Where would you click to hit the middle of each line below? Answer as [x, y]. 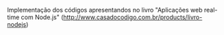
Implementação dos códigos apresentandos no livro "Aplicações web [105, 10]
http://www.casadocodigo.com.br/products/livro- [133, 17]
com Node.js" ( [42, 17]
